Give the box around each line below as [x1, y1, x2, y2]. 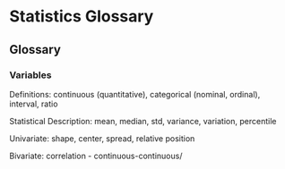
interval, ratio [9, 98, 58, 109]
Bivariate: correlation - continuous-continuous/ [9, 150, 183, 161]
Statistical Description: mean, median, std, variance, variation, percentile [9, 115, 277, 126]
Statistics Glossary [9, 6, 154, 27]
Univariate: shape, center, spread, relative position [9, 132, 195, 144]
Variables [9, 69, 52, 81]
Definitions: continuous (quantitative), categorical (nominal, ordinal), [9, 89, 261, 99]
